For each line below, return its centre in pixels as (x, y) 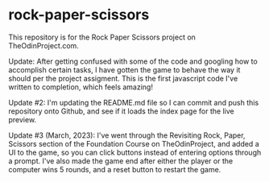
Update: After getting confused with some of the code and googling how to (133, 61)
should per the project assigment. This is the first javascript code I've (123, 78)
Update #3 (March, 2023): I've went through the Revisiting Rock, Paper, (127, 135)
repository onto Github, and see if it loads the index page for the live (122, 111)
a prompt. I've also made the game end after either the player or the (121, 161)
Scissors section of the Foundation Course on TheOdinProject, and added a (134, 143)
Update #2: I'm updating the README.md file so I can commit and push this (134, 102)
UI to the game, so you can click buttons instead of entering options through (135, 152)
